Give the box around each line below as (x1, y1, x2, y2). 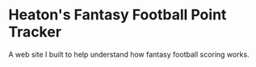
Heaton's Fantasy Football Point (8, 6, 227, 24)
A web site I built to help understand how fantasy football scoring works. (8, 49, 250, 59)
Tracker (8, 23, 62, 41)
